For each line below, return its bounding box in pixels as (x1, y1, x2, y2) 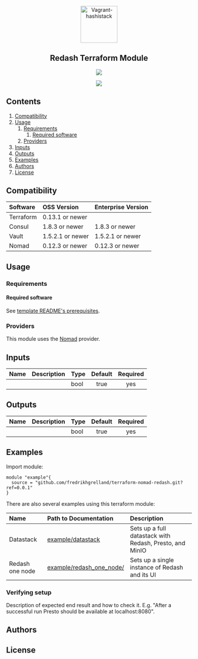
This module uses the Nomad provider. (6, 335, 100, 342)
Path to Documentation (47, 514, 114, 522)
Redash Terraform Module (49, 53, 148, 63)
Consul (9, 223, 29, 231)
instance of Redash (130, 563, 184, 571)
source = (11, 479, 33, 486)
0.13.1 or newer (42, 213, 87, 221)
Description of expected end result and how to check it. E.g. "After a (6, 601, 172, 608)
